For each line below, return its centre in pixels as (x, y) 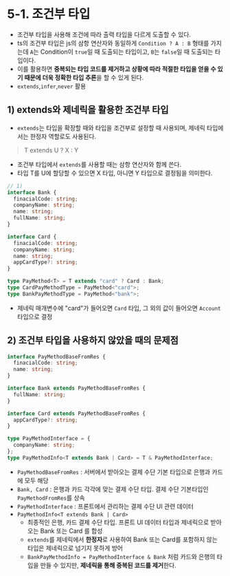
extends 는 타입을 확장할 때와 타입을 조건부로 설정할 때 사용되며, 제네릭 (111, 127)
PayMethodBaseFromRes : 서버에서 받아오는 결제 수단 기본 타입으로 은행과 (114, 471)
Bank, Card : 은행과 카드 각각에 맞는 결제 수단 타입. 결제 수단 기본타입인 (113, 489)
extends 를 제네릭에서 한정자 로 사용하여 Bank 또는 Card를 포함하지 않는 (123, 539)
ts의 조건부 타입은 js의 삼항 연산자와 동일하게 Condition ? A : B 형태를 (113, 43)
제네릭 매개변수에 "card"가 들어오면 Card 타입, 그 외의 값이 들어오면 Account (119, 308)
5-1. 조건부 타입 (49, 14)
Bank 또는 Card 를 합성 (71, 531)
